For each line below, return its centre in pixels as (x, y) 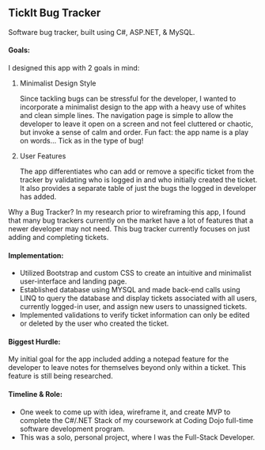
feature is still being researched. (61, 376)
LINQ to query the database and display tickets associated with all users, (138, 298)
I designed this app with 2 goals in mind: (74, 68)
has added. (38, 196)
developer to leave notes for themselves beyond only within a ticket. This (127, 368)
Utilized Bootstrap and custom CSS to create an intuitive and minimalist (135, 273)
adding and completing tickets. (59, 238)
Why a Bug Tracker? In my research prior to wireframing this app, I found (127, 212)
